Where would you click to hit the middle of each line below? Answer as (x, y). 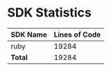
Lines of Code (77, 34)
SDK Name (29, 34)
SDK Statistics (49, 13)
